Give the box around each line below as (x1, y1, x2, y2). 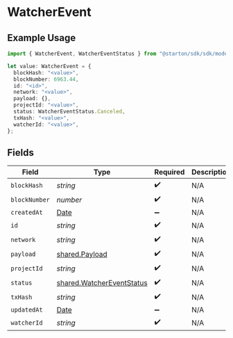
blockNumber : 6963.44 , (13, 76, 79, 83)
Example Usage (7, 32, 76, 44)
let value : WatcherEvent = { (7, 63, 92, 70)
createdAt (10, 209, 43, 216)
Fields (7, 147, 35, 159)
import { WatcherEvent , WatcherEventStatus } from (7, 50, 157, 57)
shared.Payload (56, 249, 107, 259)
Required (154, 168, 185, 177)
